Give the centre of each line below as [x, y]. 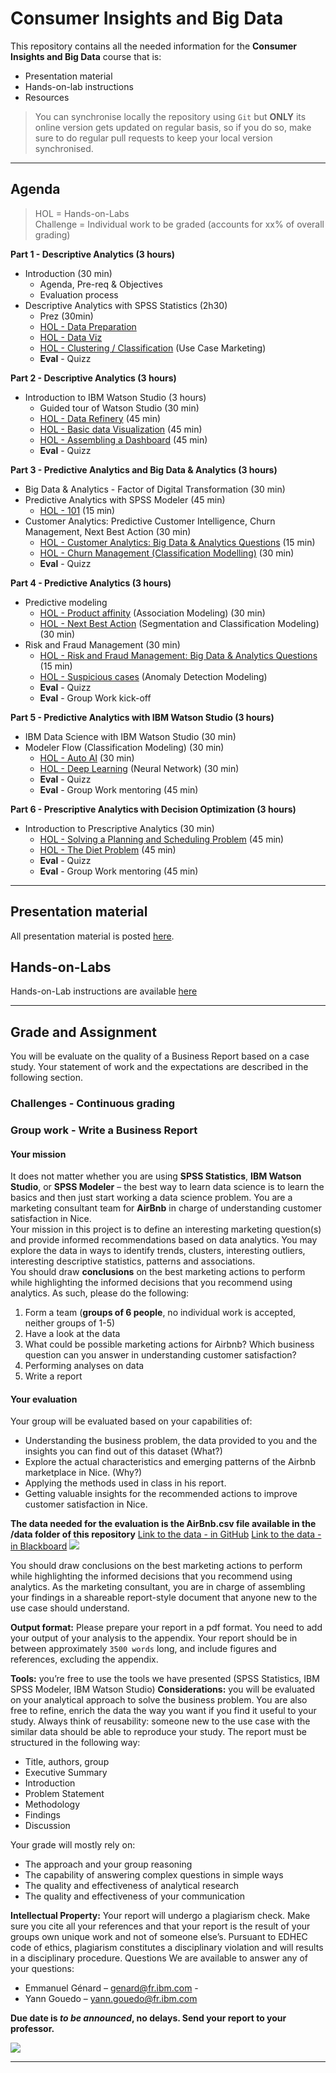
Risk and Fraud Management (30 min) [102, 644]
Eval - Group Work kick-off [95, 698]
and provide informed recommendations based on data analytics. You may [164, 1240]
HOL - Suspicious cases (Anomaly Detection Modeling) [153, 676]
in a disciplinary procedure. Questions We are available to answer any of [159, 1958]
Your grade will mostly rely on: [73, 1845]
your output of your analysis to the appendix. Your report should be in [154, 1638]
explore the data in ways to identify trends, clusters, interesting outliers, [158, 1251]
